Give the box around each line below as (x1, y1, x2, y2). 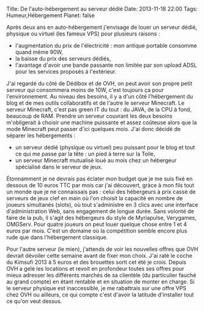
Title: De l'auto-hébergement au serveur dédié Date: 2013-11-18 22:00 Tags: (6, 6, 198, 12)
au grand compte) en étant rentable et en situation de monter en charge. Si (6, 278, 195, 285)
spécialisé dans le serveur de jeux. (15, 163, 103, 170)
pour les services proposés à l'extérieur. (15, 68, 117, 75)
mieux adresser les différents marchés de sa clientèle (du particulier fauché (6, 272, 197, 279)
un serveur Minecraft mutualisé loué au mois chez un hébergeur (15, 157, 177, 164)
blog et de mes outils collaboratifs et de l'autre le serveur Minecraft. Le (6, 99, 185, 107)
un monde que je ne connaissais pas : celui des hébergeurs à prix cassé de (6, 188, 196, 195)
